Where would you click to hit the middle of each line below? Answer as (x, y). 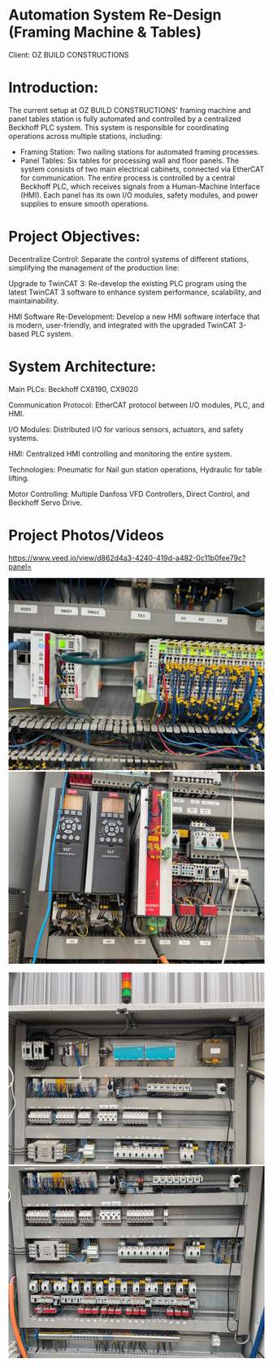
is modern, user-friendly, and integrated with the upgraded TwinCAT (123, 325)
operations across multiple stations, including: (85, 136)
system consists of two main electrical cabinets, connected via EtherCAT (142, 169)
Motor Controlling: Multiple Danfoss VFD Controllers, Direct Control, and (129, 494)
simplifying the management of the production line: (94, 268)
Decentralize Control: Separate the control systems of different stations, (129, 259)
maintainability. (34, 300)
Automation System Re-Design (115, 15)
